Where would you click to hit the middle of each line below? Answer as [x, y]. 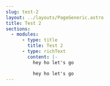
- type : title [40, 40]
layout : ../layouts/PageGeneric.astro [55, 18]
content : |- [43, 57]
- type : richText [44, 51]
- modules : [25, 35]
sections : [18, 29]
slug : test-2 [22, 12]
